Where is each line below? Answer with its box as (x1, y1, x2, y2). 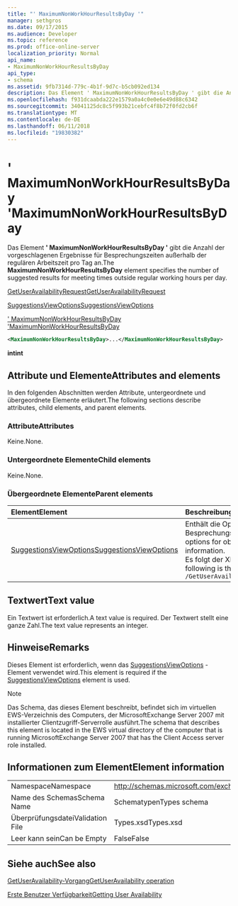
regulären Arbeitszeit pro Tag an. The (7, 258, 115, 267)
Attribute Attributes (7, 421, 74, 431)
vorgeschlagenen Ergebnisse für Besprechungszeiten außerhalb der (7, 251, 207, 260)
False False (113, 834, 150, 844)
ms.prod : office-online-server (7, 43, 100, 50)
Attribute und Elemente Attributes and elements (7, 370, 221, 382)
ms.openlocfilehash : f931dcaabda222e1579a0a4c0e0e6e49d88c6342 (7, 96, 198, 104)
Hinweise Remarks (7, 641, 90, 653)
